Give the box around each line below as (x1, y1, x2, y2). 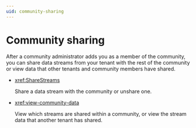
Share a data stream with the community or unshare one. (14, 88, 152, 95)
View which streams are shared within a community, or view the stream (14, 110, 187, 117)
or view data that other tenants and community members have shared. (6, 65, 176, 72)
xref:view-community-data (14, 99, 80, 106)
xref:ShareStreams (14, 76, 60, 83)
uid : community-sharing (6, 8, 64, 15)
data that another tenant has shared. (14, 116, 102, 123)
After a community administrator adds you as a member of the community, (6, 53, 186, 60)
